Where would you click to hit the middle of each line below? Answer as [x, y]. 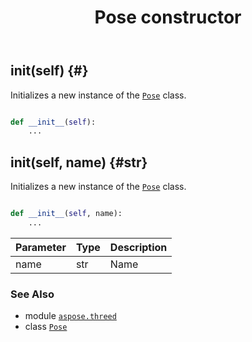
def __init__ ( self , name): [66, 214]
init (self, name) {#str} [79, 162]
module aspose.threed [70, 316]
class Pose [46, 327]
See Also [32, 294]
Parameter [41, 247]
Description [138, 247]
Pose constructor [168, 17]
